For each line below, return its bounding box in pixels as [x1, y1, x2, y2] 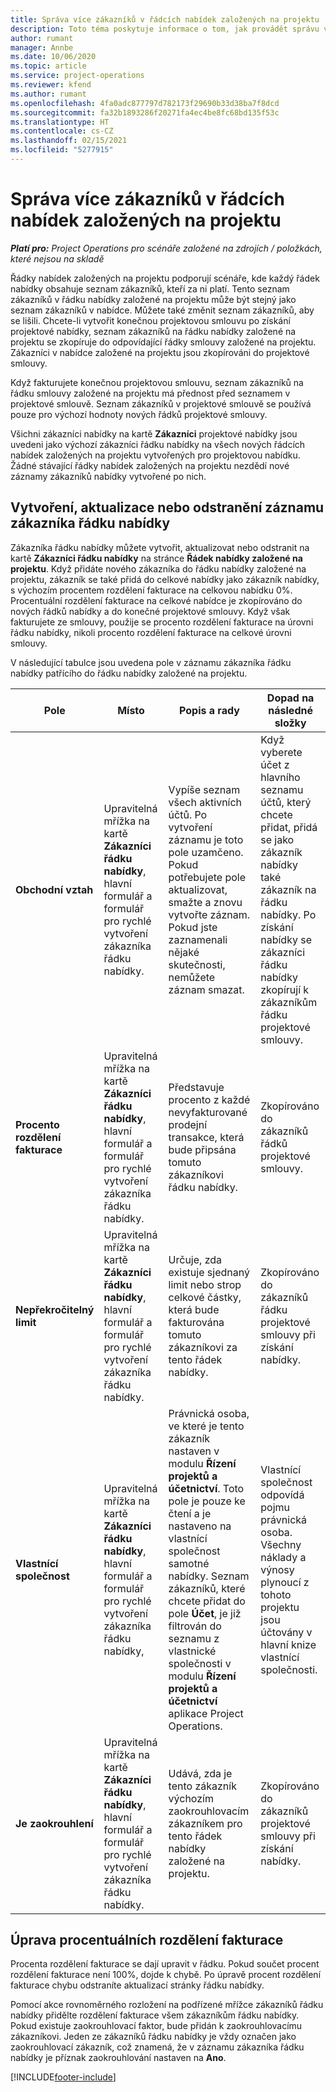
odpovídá [260, 1487, 305, 1501]
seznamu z [168, 1631, 220, 1645]
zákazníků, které [168, 1581, 246, 1595]
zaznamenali [168, 932, 228, 946]
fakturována [168, 1315, 225, 1329]
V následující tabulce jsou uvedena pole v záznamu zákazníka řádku [10, 656, 292, 668]
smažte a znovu [168, 895, 243, 909]
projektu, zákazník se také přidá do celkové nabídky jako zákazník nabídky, [10, 573, 320, 585]
